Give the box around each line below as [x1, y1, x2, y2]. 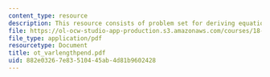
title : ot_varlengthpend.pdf [8, 49, 106, 57]
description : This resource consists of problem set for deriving [8, 19, 235, 27]
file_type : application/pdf [8, 34, 103, 43]
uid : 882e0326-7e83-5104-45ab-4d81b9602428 [8, 57, 157, 65]
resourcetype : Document [8, 42, 88, 50]
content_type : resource [8, 11, 88, 20]
